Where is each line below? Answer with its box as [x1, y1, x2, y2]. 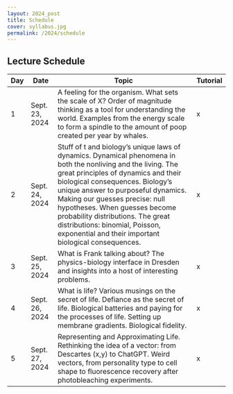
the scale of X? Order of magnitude [58, 96, 172, 106]
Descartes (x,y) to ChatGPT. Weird [58, 350, 171, 359]
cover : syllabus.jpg [7, 23, 67, 30]
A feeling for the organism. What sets [58, 87, 179, 97]
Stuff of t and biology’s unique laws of [58, 142, 181, 152]
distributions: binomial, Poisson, [58, 220, 161, 230]
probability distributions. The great [58, 212, 171, 221]
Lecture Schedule [7, 55, 85, 67]
